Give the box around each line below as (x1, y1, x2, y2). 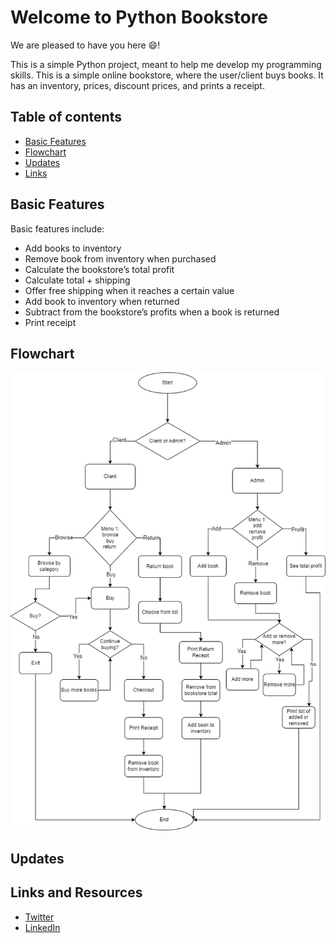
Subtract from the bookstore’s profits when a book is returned (24, 306, 280, 318)
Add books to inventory (24, 242, 122, 254)
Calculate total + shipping (24, 274, 131, 286)
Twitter (24, 911, 55, 923)
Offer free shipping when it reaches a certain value (24, 284, 235, 296)
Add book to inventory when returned (24, 295, 180, 307)
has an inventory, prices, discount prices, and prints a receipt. (10, 79, 265, 91)
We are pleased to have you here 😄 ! (10, 39, 161, 51)
